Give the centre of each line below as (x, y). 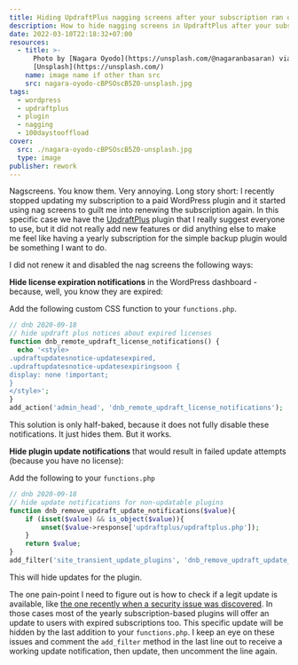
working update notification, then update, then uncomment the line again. (143, 651)
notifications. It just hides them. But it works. (90, 434)
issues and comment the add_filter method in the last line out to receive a (146, 641)
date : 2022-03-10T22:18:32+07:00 (71, 34)
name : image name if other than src (93, 75)
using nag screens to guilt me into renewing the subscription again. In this (144, 210)
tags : (19, 91)
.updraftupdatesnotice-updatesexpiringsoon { (94, 366)
